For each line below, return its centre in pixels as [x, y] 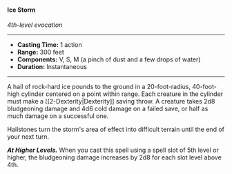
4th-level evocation [35, 25]
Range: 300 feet [40, 52]
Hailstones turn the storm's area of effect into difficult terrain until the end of [116, 129]
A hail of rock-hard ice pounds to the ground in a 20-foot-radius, [99, 87]
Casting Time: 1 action [49, 45]
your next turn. [28, 137]
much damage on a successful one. [58, 116]
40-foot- [205, 87]
